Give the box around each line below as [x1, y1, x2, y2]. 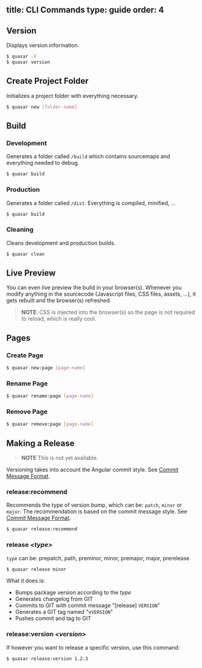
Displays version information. [6, 42, 80, 49]
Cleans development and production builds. [6, 239, 116, 246]
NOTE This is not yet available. [21, 454, 99, 462]
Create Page [6, 351, 44, 360]
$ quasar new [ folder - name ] [6, 103, 78, 110]
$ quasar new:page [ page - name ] [6, 365, 86, 371]
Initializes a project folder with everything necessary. [6, 92, 139, 99]
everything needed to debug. [6, 159, 80, 167]
